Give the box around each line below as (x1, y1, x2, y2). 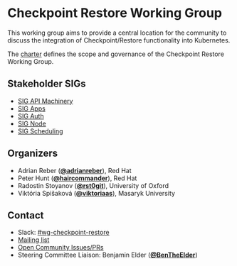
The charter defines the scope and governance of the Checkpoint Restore (7, 50, 224, 58)
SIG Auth (17, 111, 44, 120)
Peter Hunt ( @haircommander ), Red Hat (17, 174, 137, 182)
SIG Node (17, 119, 46, 128)
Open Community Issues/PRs (17, 243, 104, 252)
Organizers (7, 148, 58, 160)
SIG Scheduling (17, 126, 63, 135)
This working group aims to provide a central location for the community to (7, 28, 227, 37)
